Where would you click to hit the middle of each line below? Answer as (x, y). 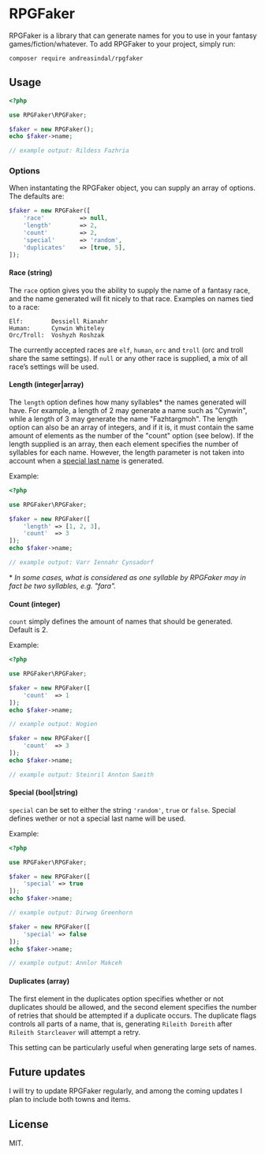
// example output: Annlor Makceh (66, 963)
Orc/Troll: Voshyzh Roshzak (57, 335)
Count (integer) (35, 604)
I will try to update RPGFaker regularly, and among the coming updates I (126, 1091)
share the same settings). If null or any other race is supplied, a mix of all (128, 358)
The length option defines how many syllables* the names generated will (128, 402)
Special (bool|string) (43, 792)
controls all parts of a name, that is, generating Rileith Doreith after (121, 1024)
